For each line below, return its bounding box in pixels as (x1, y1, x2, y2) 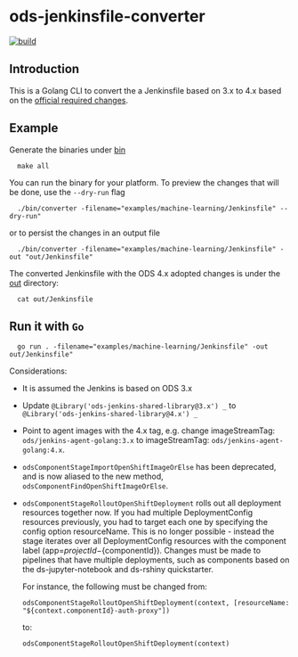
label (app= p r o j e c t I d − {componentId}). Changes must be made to (21, 546, 261, 556)
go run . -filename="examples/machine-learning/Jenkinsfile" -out (17, 342, 269, 351)
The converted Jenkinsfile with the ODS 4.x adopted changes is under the (9, 267, 281, 278)
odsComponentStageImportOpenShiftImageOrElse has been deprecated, (21, 462, 277, 472)
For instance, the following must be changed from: (21, 581, 207, 592)
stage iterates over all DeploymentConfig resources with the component (21, 536, 286, 546)
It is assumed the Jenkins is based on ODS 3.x (21, 383, 193, 394)
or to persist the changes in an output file (9, 227, 160, 238)
